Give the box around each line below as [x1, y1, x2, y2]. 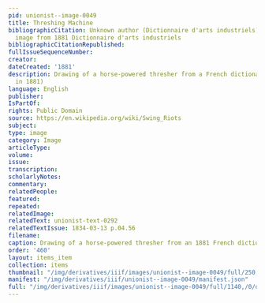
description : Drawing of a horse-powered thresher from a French [8, 70, 227, 78]
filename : [8, 232, 41, 240]
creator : [8, 56, 37, 64]
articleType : [8, 144, 51, 151]
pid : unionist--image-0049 [8, 11, 97, 20]
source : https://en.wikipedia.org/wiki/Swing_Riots [8, 114, 181, 122]
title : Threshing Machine [8, 19, 93, 27]
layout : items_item [8, 253, 73, 261]
